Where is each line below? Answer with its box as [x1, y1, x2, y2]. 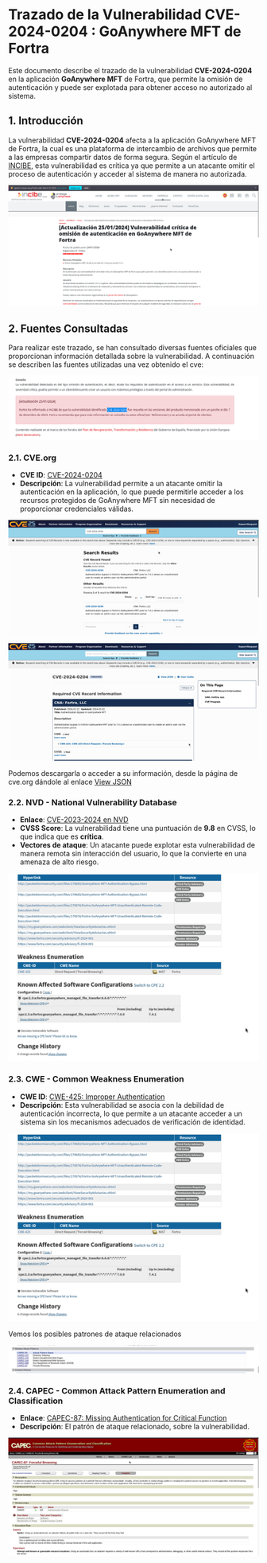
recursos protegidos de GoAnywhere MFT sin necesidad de [19, 495, 216, 505]
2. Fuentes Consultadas [8, 322, 129, 335]
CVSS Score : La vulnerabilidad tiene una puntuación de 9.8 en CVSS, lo [19, 824, 256, 833]
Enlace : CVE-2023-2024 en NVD [19, 815, 129, 824]
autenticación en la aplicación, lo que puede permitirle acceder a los [19, 487, 244, 497]
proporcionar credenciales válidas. [19, 504, 133, 513]
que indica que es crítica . [19, 832, 105, 841]
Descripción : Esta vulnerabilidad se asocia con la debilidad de [19, 1100, 225, 1109]
